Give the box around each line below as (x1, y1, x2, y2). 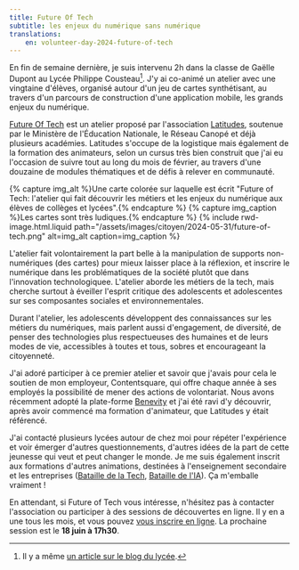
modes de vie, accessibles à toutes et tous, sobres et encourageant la (9, 340, 267, 352)
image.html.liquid (9, 221, 73, 232)
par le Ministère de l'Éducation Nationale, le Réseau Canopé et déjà (9, 128, 256, 139)
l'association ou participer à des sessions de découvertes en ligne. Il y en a (9, 506, 285, 517)
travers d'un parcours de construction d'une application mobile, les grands (9, 92, 284, 102)
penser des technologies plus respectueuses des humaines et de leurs (9, 331, 269, 342)
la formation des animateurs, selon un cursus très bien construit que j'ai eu (9, 147, 284, 158)
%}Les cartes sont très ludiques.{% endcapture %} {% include (9, 211, 239, 223)
